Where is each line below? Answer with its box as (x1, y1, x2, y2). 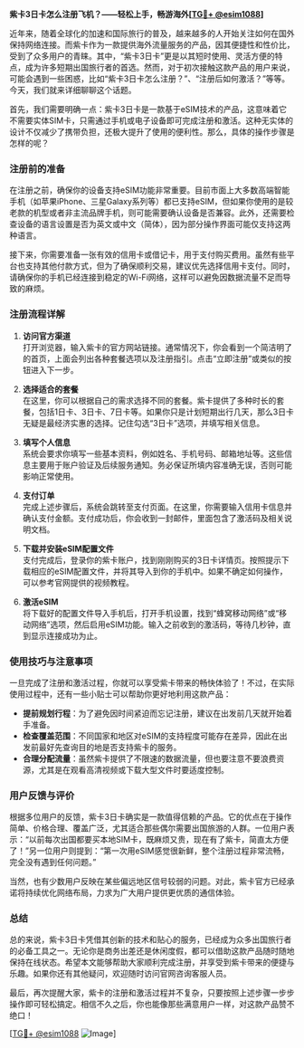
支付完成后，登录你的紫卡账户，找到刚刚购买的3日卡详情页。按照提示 (22, 554, 282, 565)
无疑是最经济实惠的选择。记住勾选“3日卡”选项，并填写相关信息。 (22, 417, 265, 428)
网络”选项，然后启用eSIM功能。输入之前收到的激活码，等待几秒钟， (30, 619, 283, 630)
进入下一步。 (30, 364, 79, 375)
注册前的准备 (9, 162, 66, 175)
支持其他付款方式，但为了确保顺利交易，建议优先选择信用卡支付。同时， (24, 261, 295, 272)
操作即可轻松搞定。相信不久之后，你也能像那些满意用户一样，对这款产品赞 (9, 999, 287, 1010)
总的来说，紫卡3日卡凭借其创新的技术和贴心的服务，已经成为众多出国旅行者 (9, 934, 292, 945)
